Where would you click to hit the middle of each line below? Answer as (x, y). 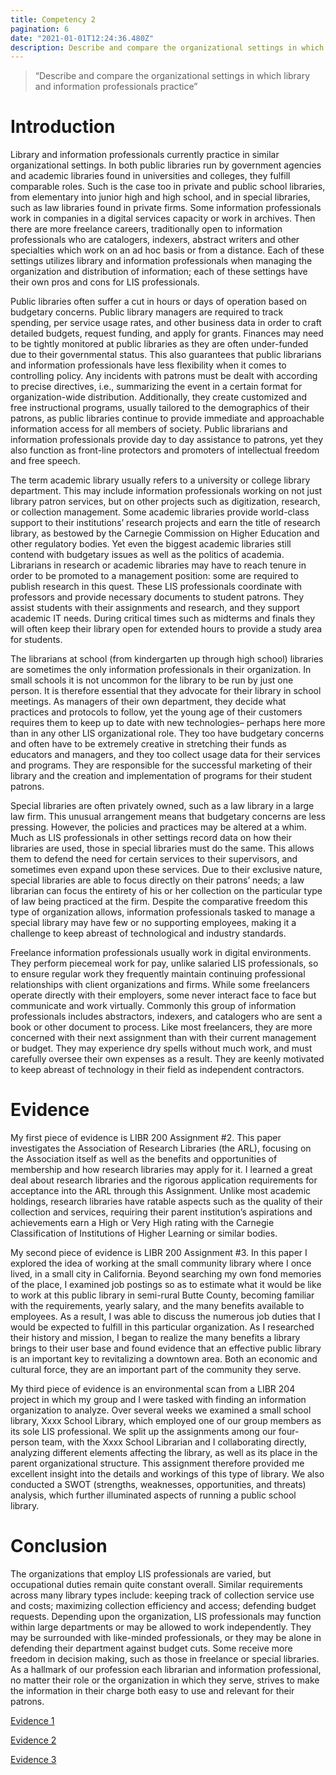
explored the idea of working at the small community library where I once (161, 1263)
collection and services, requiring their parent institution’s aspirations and (161, 1212)
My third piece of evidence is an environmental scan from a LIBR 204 (153, 1389)
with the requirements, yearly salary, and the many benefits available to (157, 1306)
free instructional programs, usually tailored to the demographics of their (160, 408)
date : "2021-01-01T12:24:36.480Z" (82, 38)
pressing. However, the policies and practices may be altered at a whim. (158, 827)
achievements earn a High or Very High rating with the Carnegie (142, 1223)
